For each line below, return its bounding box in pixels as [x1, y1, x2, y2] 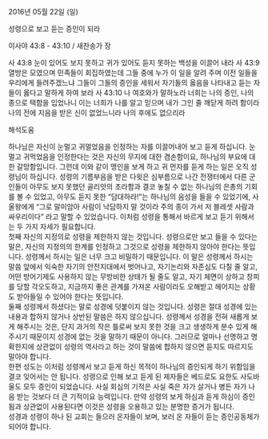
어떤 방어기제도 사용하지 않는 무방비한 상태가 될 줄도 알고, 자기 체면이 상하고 [8, 272, 246, 281]
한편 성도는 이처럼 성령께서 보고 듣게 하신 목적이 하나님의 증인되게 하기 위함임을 [8, 362, 256, 371]
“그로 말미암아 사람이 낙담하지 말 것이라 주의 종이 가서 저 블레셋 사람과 [35, 202, 254, 211]
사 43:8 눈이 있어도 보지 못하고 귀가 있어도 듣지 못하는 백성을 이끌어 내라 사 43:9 [8, 58, 260, 67]
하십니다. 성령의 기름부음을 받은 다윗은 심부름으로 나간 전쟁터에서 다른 [29, 172, 248, 182]
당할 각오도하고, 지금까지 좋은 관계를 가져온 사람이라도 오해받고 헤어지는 [16, 282, 242, 291]
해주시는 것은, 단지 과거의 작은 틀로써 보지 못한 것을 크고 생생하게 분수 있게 [16, 322, 250, 331]
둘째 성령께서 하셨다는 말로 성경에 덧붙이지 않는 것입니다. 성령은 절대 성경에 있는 [8, 302, 258, 311]
